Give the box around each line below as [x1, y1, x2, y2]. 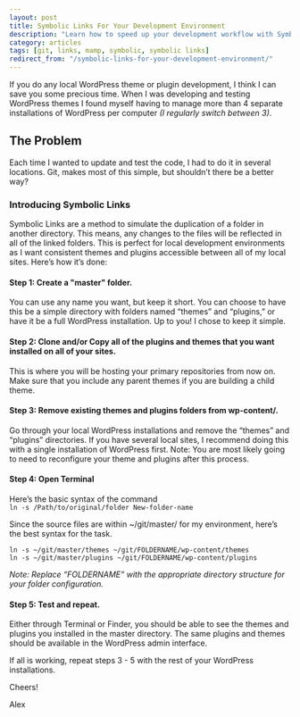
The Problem [9, 133, 82, 148]
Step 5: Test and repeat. [9, 599, 101, 610]
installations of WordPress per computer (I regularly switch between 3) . [9, 108, 272, 118]
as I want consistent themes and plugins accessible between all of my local [9, 247, 287, 258]
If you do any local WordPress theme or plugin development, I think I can [9, 79, 277, 89]
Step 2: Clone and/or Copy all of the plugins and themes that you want [9, 336, 275, 346]
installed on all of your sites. [9, 346, 116, 356]
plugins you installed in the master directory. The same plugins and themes [9, 629, 286, 639]
